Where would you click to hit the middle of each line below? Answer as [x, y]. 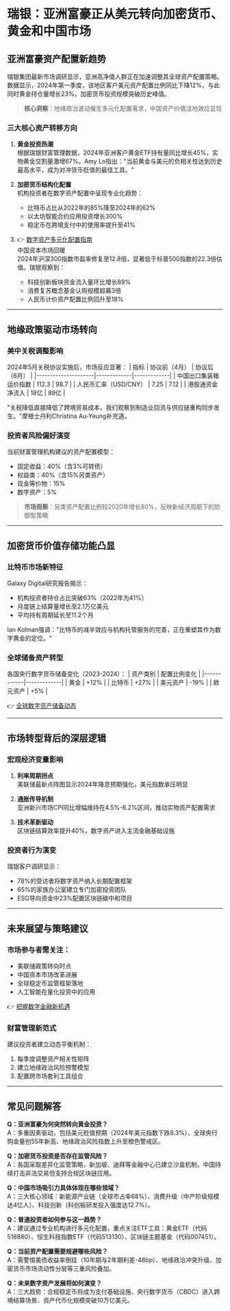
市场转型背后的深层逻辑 [56, 738]
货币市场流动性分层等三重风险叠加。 [64, 1268]
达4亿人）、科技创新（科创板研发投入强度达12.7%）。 [80, 1205]
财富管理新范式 [32, 1028]
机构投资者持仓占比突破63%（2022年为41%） [82, 597]
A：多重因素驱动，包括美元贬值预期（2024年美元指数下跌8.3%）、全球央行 [112, 1133]
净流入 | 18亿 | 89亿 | [36, 393]
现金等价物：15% [41, 484]
